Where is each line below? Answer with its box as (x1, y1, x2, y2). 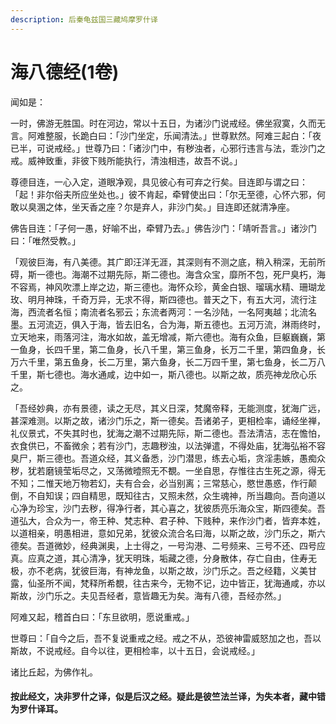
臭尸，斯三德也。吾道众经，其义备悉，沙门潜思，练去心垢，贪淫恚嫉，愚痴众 (10, 452, 326, 464)
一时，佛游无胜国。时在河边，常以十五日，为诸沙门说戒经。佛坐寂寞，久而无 (10, 117, 326, 129)
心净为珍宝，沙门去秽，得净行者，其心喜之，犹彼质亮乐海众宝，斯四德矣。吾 (10, 502, 326, 514)
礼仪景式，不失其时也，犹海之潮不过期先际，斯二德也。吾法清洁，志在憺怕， (10, 427, 326, 439)
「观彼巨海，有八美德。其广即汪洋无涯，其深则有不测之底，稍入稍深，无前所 (10, 256, 326, 268)
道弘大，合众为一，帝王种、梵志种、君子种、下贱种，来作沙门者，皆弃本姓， (10, 514, 326, 526)
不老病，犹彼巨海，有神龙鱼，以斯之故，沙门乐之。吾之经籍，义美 (36, 564, 308, 576)
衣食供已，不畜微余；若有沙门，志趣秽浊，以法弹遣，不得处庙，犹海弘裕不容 (10, 439, 326, 451)
